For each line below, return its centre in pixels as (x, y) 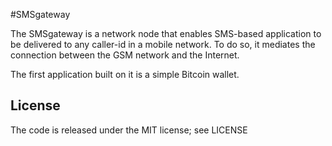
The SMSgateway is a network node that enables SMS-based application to (166, 33)
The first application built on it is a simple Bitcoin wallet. (125, 74)
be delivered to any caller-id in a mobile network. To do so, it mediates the (163, 44)
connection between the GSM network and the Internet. (125, 55)
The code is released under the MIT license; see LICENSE (129, 130)
